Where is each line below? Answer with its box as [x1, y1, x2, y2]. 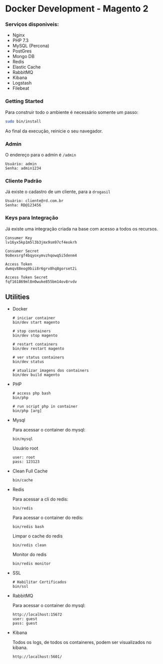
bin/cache [12, 478, 33, 483]
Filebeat [12, 85, 29, 91]
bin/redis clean [12, 543, 46, 548]
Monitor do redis [12, 551, 47, 557]
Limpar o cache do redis [12, 533, 63, 539]
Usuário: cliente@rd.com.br [5, 198, 64, 203]
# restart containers [12, 342, 57, 347]
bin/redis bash [12, 524, 44, 529]
